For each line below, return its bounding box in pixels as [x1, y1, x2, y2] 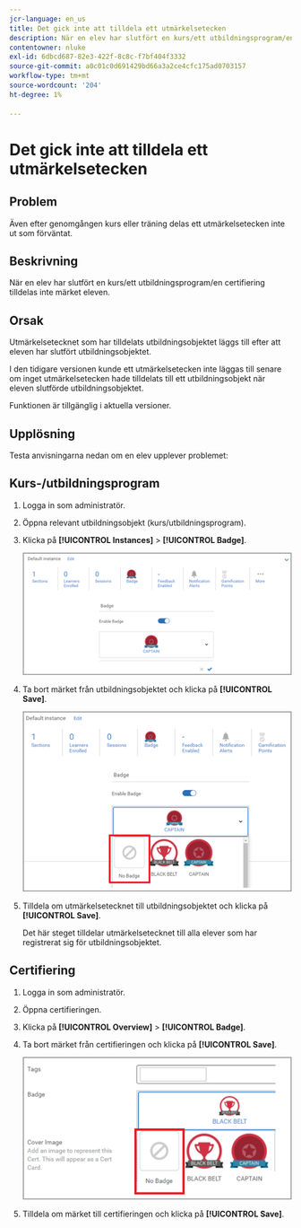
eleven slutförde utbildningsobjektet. [9, 382, 144, 394]
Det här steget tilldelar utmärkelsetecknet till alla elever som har [21, 927, 258, 938]
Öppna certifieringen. [21, 1004, 102, 1014]
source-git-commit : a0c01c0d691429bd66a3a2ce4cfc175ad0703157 [9, 62, 246, 71]
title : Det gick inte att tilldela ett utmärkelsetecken [9, 23, 227, 33]
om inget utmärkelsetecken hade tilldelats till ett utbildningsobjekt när [9, 373, 266, 384]
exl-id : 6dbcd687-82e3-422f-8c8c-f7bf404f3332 [9, 52, 186, 62]
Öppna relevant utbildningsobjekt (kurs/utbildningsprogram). [21, 517, 246, 528]
